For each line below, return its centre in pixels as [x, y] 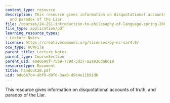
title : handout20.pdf [28, 71]
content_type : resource [30, 10]
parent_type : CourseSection [35, 57]
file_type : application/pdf [35, 29]
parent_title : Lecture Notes [36, 52]
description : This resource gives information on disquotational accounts [86, 15]
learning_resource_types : [32, 33]
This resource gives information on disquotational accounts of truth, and [80, 89]
